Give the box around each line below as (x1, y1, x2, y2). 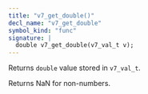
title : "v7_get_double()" (8, 11, 94, 20)
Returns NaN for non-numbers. (8, 79, 110, 88)
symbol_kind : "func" (8, 26, 78, 34)
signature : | (8, 33, 52, 42)
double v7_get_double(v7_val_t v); (15, 41, 134, 49)
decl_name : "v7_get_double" (8, 19, 102, 27)
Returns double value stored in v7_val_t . (8, 63, 142, 72)
